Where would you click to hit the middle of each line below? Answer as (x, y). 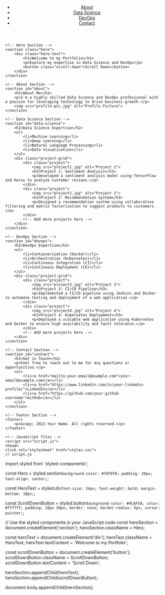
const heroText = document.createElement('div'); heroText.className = (79, 537)
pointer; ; (15, 513)
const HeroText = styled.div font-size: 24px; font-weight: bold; (72, 488)
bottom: (13, 494)
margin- (149, 489)
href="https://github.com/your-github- (80, 394)
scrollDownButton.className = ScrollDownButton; (57, 557)
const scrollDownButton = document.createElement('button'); (68, 552)
